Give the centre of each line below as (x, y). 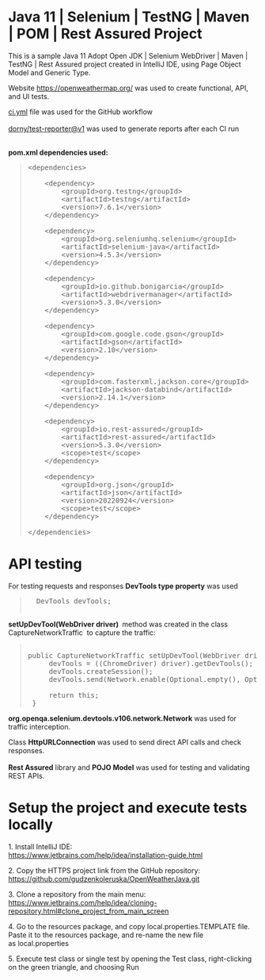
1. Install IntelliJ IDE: (40, 846)
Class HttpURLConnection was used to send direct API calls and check (125, 742)
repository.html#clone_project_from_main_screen (89, 911)
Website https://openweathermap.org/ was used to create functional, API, (129, 88)
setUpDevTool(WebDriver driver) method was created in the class (118, 624)
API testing (45, 564)
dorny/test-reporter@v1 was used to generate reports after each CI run (124, 128)
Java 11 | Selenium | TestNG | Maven (129, 17)
